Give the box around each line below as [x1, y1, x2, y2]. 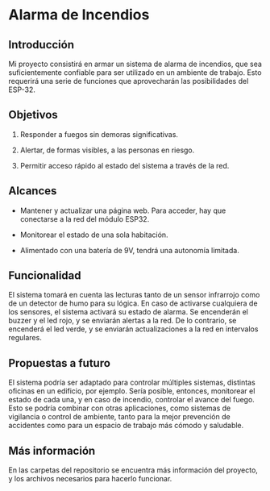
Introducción [8, 38, 75, 52]
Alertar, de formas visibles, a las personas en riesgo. [19, 145, 195, 155]
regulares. [8, 333, 42, 343]
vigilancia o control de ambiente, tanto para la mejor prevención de [8, 412, 231, 422]
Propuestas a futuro [8, 356, 111, 370]
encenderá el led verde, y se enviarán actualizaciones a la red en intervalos [8, 324, 259, 334]
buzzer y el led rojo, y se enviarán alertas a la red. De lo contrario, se [8, 316, 237, 326]
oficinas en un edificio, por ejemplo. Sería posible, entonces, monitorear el [8, 386, 255, 396]
